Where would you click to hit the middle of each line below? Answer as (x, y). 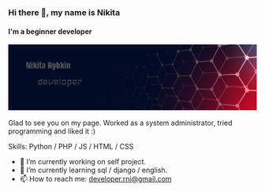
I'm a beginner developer (50, 31)
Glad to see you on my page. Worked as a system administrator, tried (120, 123)
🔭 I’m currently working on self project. (83, 161)
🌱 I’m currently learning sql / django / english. (93, 170)
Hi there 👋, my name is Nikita (64, 13)
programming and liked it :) (52, 131)
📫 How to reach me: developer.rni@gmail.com (95, 178)
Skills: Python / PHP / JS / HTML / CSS (71, 146)
